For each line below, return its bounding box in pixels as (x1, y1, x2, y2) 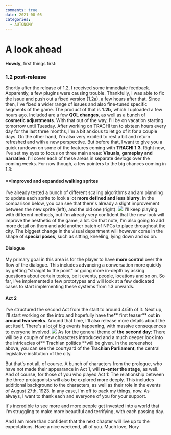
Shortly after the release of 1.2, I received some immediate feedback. (5, 85, 151, 91)
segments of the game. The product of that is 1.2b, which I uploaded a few (5, 107, 163, 113)
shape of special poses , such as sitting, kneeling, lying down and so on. (5, 233, 157, 239)
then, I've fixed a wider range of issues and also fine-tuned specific (5, 101, 148, 107)
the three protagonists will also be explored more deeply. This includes (5, 377, 154, 383)
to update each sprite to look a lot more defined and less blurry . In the (5, 195, 154, 201)
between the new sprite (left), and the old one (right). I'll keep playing (5, 206, 157, 212)
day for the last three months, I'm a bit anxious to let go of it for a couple (5, 128, 157, 134)
